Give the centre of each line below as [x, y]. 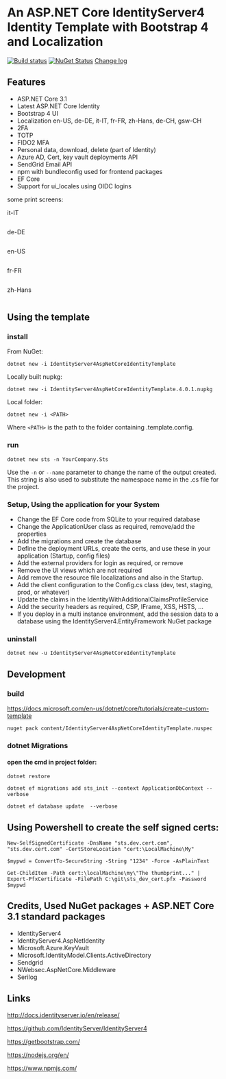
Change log [111, 60]
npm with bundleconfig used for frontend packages [90, 171]
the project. [23, 486]
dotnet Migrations [38, 745]
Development [37, 674]
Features [26, 83]
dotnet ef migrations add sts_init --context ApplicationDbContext [105, 789]
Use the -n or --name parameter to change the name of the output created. [112, 472]
